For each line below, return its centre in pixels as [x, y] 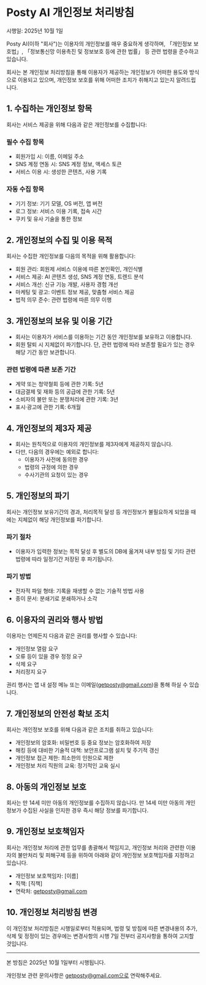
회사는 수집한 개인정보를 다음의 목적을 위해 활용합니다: [71, 256]
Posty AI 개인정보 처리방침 [71, 13]
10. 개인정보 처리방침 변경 [52, 912]
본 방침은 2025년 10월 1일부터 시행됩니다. [56, 962]
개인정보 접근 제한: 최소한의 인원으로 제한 [64, 758]
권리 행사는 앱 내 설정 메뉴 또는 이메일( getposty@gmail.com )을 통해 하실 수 [97, 685]
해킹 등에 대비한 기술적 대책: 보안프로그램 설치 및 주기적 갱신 [87, 750]
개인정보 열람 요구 [36, 649]
